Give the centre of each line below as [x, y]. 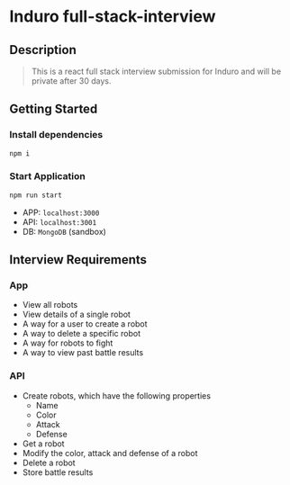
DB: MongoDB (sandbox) [64, 231]
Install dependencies [56, 135]
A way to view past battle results [83, 353]
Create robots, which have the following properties [117, 395]
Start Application [47, 176]
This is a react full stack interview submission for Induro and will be [156, 71]
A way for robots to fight [68, 343]
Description [43, 50]
